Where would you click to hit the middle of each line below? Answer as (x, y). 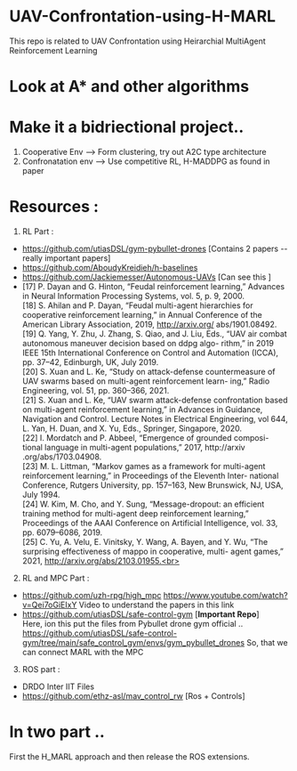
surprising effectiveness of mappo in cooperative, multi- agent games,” (153, 551)
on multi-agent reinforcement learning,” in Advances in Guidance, (142, 410)
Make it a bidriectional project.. (127, 127)
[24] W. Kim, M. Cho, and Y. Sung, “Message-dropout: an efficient (143, 504)
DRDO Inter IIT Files (58, 686)
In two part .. (57, 732)
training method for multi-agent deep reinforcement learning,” (135, 513)
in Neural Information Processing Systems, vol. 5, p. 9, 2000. (133, 296)
